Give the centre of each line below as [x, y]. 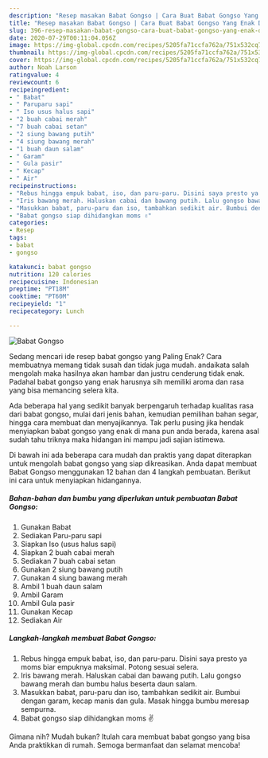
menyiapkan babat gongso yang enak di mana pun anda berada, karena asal [134, 431]
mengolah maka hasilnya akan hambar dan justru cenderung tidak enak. [127, 373]
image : [20, 45]
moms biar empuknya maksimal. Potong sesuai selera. [110, 666]
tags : [18, 238]
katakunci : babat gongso [50, 267]
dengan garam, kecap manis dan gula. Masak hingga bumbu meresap [135, 701]
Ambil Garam [42, 595]
